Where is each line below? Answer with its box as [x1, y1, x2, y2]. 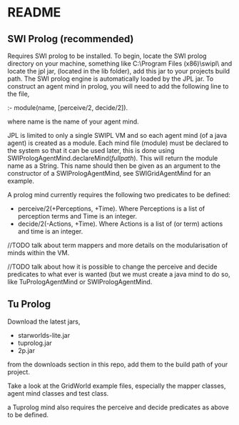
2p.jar [17, 346, 36, 354]
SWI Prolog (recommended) [7, 33, 134, 45]
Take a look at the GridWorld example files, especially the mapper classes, [7, 381, 226, 390]
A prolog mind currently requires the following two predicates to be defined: [7, 191, 230, 199]
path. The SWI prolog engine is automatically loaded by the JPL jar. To [7, 74, 214, 83]
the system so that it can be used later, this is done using [7, 146, 175, 154]
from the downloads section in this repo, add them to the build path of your [7, 360, 228, 369]
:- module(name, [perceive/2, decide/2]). [7, 104, 128, 111]
